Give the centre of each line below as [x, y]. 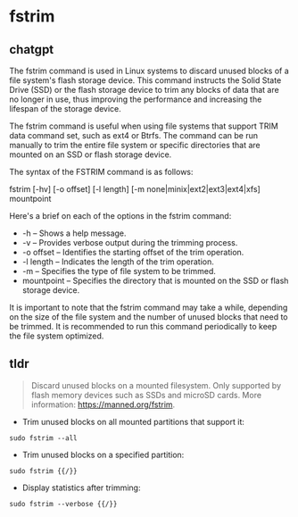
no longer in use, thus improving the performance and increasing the [136, 99]
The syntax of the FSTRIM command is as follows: [101, 172]
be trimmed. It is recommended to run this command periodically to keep [143, 326]
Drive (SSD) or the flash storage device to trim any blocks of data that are [144, 90]
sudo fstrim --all [43, 438]
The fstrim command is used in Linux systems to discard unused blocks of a [149, 71]
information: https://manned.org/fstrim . [103, 404]
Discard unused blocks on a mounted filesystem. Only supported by [156, 385]
